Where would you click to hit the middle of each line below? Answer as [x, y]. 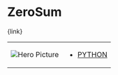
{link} [15, 31]
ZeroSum [35, 12]
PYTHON [93, 54]
